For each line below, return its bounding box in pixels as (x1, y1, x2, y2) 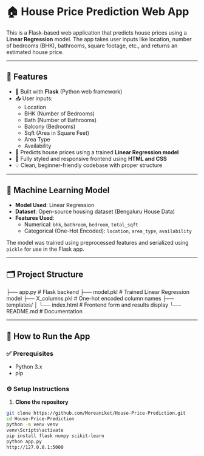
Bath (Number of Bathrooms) (24, 116, 97, 123)
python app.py (6, 438, 42, 444)
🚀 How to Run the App (6, 331, 90, 341)
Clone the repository (15, 398, 69, 406)
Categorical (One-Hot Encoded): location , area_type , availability (24, 227, 192, 234)
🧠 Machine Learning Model (6, 185, 110, 196)
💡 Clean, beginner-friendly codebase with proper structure (15, 162, 163, 169)
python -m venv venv (6, 421, 59, 428)
